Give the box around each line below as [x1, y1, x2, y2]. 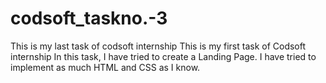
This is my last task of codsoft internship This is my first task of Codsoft [10, 40, 307, 52]
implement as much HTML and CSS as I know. [10, 61, 201, 73]
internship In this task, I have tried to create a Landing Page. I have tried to [10, 50, 317, 62]
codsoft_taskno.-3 [10, 7, 168, 30]
